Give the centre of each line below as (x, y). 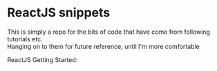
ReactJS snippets (59, 13)
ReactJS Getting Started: (43, 59)
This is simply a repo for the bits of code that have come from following (109, 32)
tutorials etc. (25, 39)
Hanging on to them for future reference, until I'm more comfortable (104, 46)
